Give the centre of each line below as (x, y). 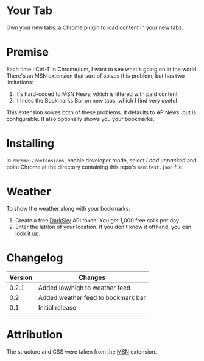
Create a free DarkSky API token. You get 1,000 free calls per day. (98, 220)
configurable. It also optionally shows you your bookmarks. (80, 119)
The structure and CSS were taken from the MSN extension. (82, 351)
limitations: (20, 82)
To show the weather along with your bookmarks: (69, 208)
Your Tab (30, 11)
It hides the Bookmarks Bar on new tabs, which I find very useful (96, 100)
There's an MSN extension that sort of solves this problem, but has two (96, 75)
